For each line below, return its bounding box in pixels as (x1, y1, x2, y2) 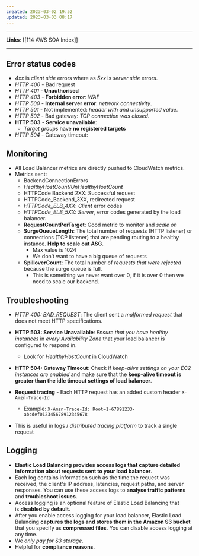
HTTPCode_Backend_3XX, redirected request (23, 196, 135, 203)
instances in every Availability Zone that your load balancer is (14, 335, 165, 342)
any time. (14, 530, 37, 538)
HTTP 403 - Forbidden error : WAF (14, 93, 99, 101)
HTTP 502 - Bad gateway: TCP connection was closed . (14, 112, 150, 119)
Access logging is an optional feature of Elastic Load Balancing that (14, 499, 179, 506)
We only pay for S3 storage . (14, 537, 84, 544)
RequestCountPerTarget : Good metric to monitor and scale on (23, 221, 177, 229)
